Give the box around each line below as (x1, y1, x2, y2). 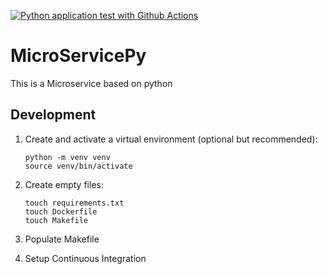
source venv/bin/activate (24, 161, 133, 171)
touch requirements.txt (24, 198, 125, 208)
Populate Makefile (24, 233, 100, 245)
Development (10, 106, 97, 124)
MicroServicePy (10, 45, 147, 67)
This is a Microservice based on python (10, 77, 173, 89)
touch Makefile (24, 215, 89, 225)
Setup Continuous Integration (24, 252, 147, 264)
